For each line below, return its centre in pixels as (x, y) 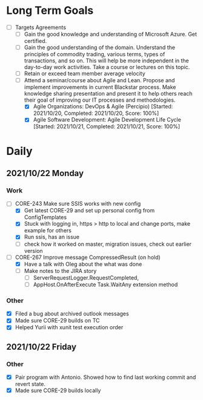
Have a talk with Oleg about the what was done (83, 264)
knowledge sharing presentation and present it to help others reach (108, 94)
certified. (35, 41)
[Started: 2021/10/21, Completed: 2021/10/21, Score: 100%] (107, 126)
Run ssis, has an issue (52, 237)
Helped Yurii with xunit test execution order (69, 327)
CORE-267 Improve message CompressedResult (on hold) (88, 257)
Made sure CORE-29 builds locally (58, 390)
